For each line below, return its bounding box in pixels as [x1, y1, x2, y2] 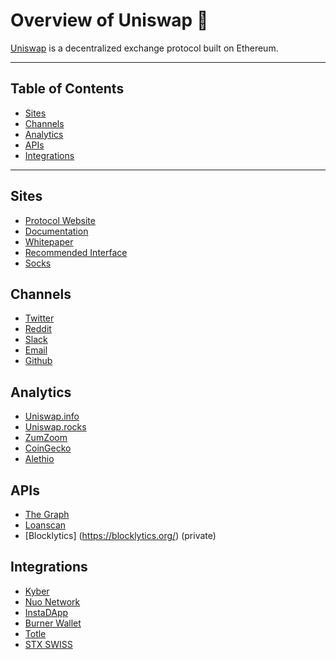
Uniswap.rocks [24, 421, 87, 433]
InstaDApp [24, 606, 69, 618]
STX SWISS [24, 638, 73, 650]
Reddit [24, 323, 52, 335]
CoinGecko [24, 442, 72, 454]
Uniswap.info [24, 410, 80, 423]
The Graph [24, 509, 70, 520]
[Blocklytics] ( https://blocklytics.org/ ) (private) [24, 530, 217, 541]
